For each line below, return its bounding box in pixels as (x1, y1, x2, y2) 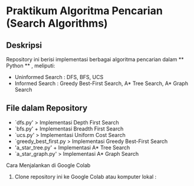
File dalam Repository (6, 103, 88, 113)
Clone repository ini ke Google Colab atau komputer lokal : (14, 173, 157, 180)
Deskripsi (6, 40, 42, 50)
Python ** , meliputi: (6, 62, 55, 69)
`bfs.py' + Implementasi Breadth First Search (14, 125, 124, 132)
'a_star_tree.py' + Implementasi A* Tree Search (14, 143, 130, 151)
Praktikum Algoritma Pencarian (6, 4, 163, 18)
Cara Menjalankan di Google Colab (6, 161, 91, 169)
